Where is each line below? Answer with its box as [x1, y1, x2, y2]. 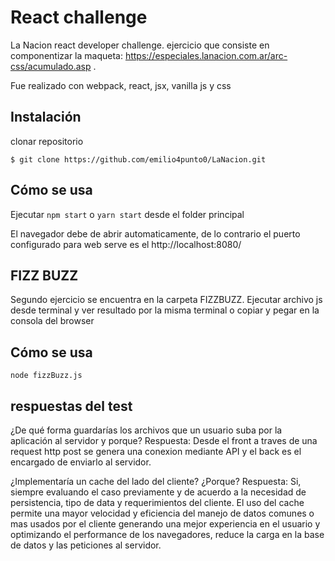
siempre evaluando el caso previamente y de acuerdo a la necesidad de [10, 486, 307, 498]
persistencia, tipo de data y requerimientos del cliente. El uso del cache [10, 497, 305, 508]
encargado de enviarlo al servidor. [10, 456, 152, 468]
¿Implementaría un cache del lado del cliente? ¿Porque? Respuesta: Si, [10, 476, 302, 487]
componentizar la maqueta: [10, 49, 123, 61]
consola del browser [10, 315, 95, 327]
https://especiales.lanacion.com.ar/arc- [124, 49, 288, 61]
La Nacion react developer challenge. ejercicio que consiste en [10, 39, 270, 51]
